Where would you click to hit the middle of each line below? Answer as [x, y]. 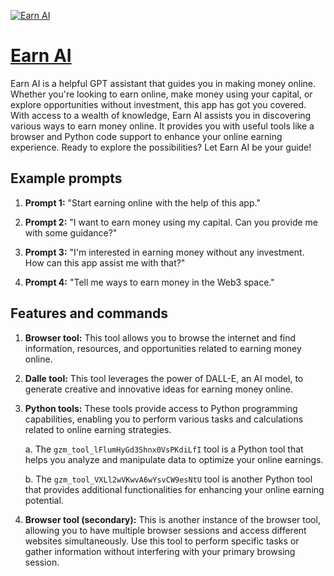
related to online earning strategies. [98, 429]
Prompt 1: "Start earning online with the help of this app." [142, 202]
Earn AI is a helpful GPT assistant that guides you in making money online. [163, 83]
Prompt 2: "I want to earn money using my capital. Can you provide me [171, 222]
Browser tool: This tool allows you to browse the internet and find [160, 337]
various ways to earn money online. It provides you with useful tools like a [162, 126]
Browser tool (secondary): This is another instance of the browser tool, [172, 519]
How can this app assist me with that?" [105, 262]
